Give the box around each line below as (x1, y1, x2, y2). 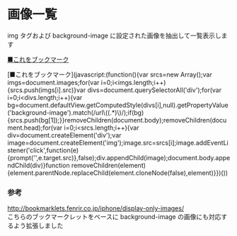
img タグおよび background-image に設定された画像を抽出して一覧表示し (7, 31, 221, 40)
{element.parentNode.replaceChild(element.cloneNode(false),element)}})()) (7, 168, 229, 177)
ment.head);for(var (7, 123, 63, 132)
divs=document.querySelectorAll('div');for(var (87, 86, 221, 94)
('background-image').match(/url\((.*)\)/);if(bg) (7, 108, 144, 117)
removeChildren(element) (71, 161, 146, 169)
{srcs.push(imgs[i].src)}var (7, 86, 86, 94)
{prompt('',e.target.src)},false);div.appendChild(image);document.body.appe (7, 153, 231, 162)
